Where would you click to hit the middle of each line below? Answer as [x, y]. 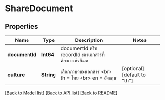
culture [16, 75]
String [49, 75]
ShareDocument [39, 9]
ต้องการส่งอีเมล [75, 60]
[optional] [133, 69]
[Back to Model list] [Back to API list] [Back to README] [61, 93]
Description [89, 40]
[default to [134, 75]
